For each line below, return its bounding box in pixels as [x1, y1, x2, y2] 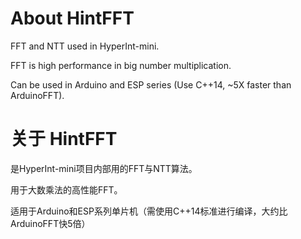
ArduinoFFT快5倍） [10, 217, 91, 229]
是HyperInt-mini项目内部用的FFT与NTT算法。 [10, 162, 198, 174]
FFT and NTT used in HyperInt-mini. [10, 40, 160, 52]
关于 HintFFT [10, 128, 118, 151]
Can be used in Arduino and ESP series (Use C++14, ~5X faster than [10, 78, 292, 91]
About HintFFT [10, 7, 135, 30]
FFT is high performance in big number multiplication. [10, 59, 232, 71]
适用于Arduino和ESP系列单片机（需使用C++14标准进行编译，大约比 [10, 205, 288, 217]
